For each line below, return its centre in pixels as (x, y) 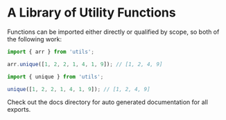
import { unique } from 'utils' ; (55, 77)
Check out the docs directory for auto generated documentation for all (107, 102)
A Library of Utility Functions (92, 13)
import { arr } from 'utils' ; (51, 52)
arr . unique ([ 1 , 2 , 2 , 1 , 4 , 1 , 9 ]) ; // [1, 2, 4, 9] (85, 64)
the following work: (35, 39)
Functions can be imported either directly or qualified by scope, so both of (113, 32)
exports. (19, 110)
